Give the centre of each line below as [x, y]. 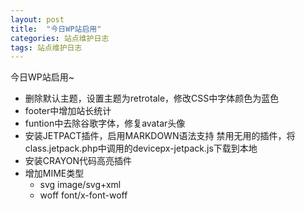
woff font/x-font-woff [83, 195]
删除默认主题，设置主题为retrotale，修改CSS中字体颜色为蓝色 [152, 98]
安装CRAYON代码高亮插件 [78, 161]
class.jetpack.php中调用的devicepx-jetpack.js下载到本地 [141, 148]
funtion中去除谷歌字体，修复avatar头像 [105, 123]
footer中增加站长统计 [68, 111]
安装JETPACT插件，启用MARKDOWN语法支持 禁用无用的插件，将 [160, 136]
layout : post [37, 19]
